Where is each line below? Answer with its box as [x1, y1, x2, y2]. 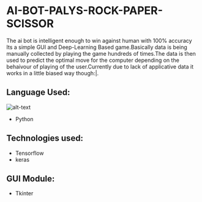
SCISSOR [6, 17, 54, 31]
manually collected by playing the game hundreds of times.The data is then [6, 50, 196, 57]
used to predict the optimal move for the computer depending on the [6, 56, 179, 64]
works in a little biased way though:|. [6, 69, 99, 77]
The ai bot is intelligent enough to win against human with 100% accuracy [6, 37, 192, 44]
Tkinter [15, 190, 34, 197]
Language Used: [6, 87, 70, 98]
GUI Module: [6, 173, 55, 184]
